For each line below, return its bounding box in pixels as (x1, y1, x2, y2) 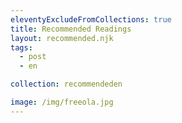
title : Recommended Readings (10, 24, 132, 34)
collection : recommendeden (10, 79, 123, 90)
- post (19, 52, 47, 62)
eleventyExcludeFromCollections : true (10, 14, 172, 25)
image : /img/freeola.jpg (10, 97, 114, 107)
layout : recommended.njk (10, 33, 114, 43)
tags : (10, 42, 33, 53)
